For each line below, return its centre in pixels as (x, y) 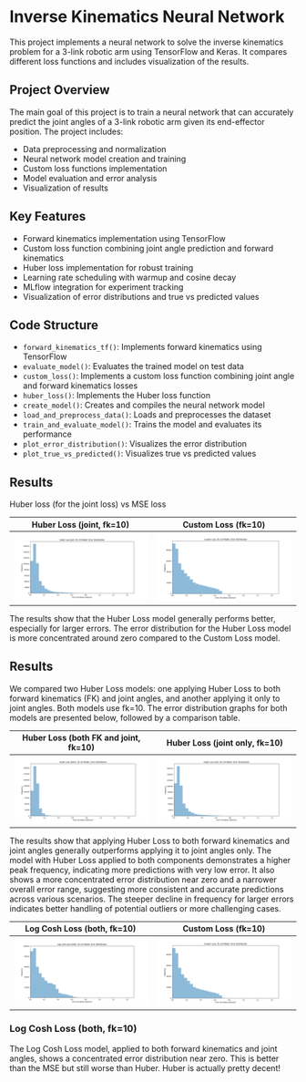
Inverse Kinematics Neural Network (147, 17)
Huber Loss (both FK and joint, (82, 738)
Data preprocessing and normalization (94, 149)
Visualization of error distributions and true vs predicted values (141, 296)
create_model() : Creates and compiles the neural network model (144, 405)
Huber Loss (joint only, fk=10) (225, 742)
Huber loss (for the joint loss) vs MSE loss (88, 504)
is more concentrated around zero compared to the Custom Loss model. (145, 638)
